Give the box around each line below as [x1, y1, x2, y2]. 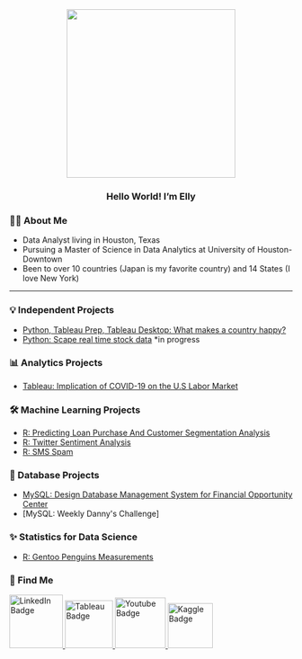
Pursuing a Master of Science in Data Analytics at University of [22, 245, 256, 255]
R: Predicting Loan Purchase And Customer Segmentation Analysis [22, 427, 271, 439]
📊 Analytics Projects [9, 357, 103, 370]
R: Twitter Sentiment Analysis [22, 437, 132, 448]
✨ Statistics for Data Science [9, 530, 138, 543]
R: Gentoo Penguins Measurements [22, 551, 155, 562]
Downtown [22, 254, 63, 264]
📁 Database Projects [9, 469, 100, 482]
